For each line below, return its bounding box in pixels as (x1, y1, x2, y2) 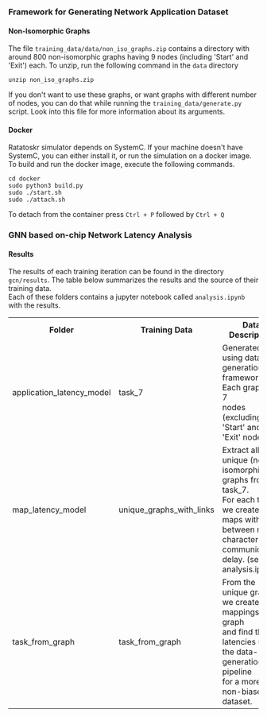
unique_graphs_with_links (118, 504, 215, 515)
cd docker (8, 175, 41, 183)
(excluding (222, 412, 262, 423)
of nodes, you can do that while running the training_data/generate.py (8, 99, 242, 108)
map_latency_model (12, 504, 87, 515)
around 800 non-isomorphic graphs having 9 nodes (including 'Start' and (8, 52, 249, 62)
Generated (222, 343, 262, 354)
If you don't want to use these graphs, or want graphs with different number (8, 90, 257, 99)
